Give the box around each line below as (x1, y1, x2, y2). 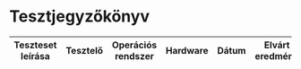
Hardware (165, 44, 209, 56)
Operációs (111, 39, 158, 51)
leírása (21, 49, 51, 62)
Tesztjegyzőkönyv (9, 6, 150, 27)
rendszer (115, 49, 154, 62)
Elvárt (263, 39, 290, 51)
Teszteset (13, 39, 57, 51)
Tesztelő (65, 44, 104, 56)
